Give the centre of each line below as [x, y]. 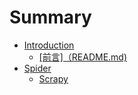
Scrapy [53, 78]
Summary [50, 17]
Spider [37, 68]
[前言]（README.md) [83, 57]
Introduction [49, 45]
